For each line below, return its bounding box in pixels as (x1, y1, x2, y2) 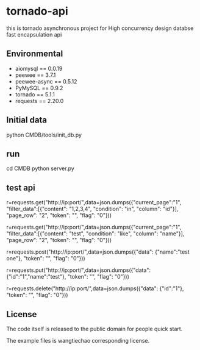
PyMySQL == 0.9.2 (15, 84, 63, 91)
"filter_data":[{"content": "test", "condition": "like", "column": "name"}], (6, 230, 185, 237)
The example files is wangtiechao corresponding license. (6, 337, 150, 344)
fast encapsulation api (6, 30, 62, 38)
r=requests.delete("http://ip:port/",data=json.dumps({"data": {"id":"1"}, (6, 285, 184, 292)
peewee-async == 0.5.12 (15, 77, 77, 85)
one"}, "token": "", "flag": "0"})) (6, 255, 85, 262)
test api (6, 182, 35, 193)
